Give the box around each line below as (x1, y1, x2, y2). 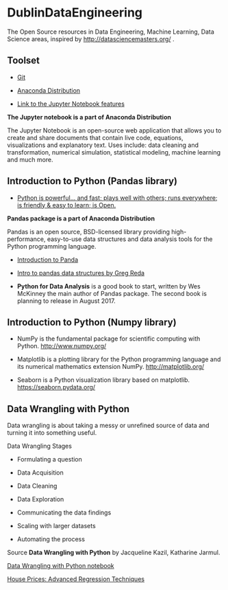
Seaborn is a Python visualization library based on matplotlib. (16, 376, 190, 384)
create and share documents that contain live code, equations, (7, 133, 183, 141)
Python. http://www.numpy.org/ (16, 342, 107, 350)
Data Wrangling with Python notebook (7, 562, 114, 570)
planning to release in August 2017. (16, 297, 116, 305)
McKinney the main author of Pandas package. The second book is (16, 289, 207, 297)
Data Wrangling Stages (7, 442, 72, 451)
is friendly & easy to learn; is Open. (16, 201, 116, 209)
